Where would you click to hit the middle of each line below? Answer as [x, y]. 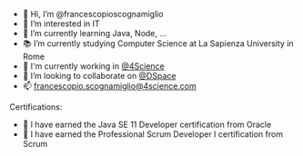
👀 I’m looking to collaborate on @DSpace [99, 76]
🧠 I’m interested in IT [61, 24]
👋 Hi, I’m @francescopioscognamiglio [93, 14]
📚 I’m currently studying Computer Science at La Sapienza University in [158, 44]
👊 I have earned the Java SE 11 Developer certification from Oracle [147, 124]
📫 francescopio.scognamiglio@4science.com [110, 86]
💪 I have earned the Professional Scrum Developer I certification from [153, 134]
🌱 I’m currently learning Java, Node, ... [94, 33]
